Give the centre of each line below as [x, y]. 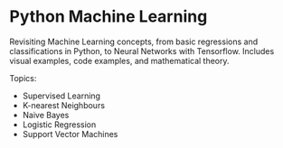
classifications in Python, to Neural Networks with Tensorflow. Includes [142, 51]
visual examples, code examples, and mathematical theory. [119, 60]
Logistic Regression [59, 125]
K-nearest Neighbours [64, 105]
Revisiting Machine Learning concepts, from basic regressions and [134, 42]
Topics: [23, 78]
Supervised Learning [61, 96]
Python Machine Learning [108, 17]
